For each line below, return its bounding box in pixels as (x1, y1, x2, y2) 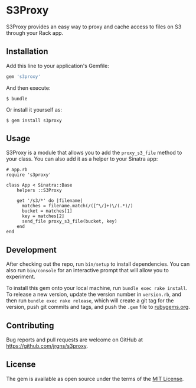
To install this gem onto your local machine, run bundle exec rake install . (6, 285, 188, 292)
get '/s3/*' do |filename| (17, 198, 83, 204)
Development (6, 244, 57, 255)
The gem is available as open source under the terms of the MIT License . (6, 375, 184, 382)
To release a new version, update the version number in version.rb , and (6, 291, 182, 298)
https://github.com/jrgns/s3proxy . (6, 343, 89, 350)
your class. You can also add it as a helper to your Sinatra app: (6, 155, 158, 162)
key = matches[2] (21, 213, 65, 219)
